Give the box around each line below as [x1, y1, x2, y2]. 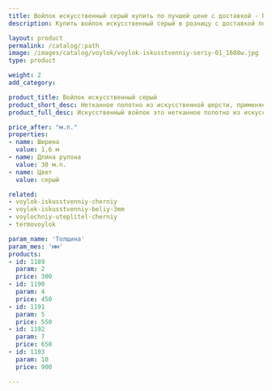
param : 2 [15, 265, 45, 274]
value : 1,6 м [15, 146, 60, 154]
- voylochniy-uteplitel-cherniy [8, 213, 117, 221]
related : [8, 190, 38, 198]
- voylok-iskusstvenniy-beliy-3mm [8, 206, 125, 214]
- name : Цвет [8, 168, 53, 176]
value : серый [15, 176, 60, 184]
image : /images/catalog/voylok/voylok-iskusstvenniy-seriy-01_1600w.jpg [8, 49, 259, 57]
